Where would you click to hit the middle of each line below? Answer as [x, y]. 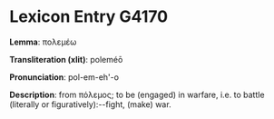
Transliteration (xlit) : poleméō [66, 59]
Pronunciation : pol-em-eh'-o [64, 77]
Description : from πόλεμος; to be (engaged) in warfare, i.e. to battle [137, 94]
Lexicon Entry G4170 [89, 17]
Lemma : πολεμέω [43, 42]
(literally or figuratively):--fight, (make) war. [90, 104]
